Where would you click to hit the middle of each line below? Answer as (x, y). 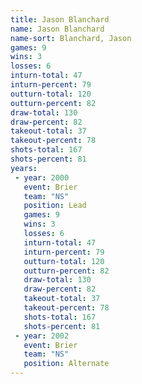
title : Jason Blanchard (60, 19)
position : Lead (55, 206)
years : (24, 168)
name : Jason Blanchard (57, 29)
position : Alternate (66, 364)
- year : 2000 (42, 177)
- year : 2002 (42, 336)
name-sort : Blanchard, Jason (71, 38)
